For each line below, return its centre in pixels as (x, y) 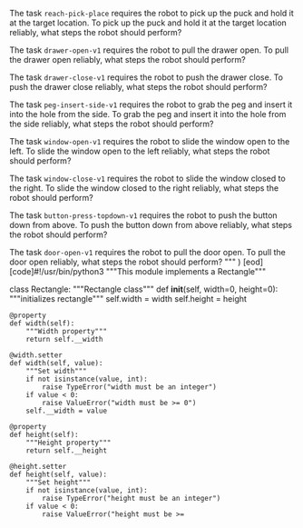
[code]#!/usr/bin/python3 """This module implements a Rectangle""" (138, 271)
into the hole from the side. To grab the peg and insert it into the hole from (148, 114)
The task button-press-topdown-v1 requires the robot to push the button (144, 215)
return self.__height (66, 451)
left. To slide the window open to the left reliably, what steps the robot (140, 151)
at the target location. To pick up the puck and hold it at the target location (148, 23)
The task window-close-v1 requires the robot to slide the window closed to (147, 178)
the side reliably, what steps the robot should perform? (112, 124)
